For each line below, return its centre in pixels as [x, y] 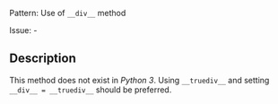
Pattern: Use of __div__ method [68, 13]
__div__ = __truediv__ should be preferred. [91, 90]
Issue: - [23, 30]
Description [43, 59]
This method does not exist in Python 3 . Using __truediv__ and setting [139, 80]
